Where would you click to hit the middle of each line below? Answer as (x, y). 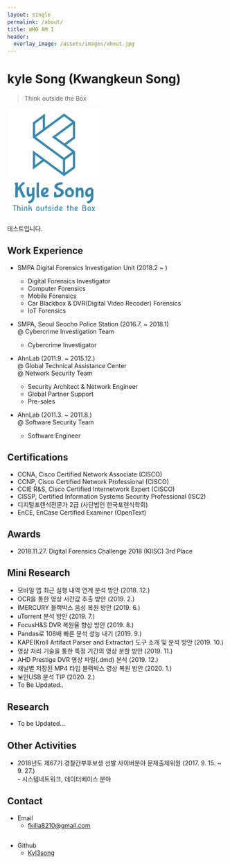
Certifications (38, 457)
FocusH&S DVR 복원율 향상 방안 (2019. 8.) (76, 625)
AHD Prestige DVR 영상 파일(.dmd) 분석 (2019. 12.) (88, 660)
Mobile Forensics (52, 296)
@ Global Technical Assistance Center (72, 365)
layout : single (29, 15)
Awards (24, 534)
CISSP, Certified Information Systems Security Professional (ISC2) (112, 496)
